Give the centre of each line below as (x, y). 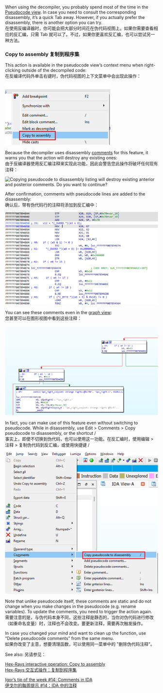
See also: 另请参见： (25, 654)
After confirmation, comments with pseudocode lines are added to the (75, 194)
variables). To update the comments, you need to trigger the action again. (79, 611)
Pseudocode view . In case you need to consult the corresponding (71, 12)
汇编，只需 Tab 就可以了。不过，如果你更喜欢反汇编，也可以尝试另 (84, 34)
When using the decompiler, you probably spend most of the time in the (77, 7)
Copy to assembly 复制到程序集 (42, 54)
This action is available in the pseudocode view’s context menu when (74, 65)
